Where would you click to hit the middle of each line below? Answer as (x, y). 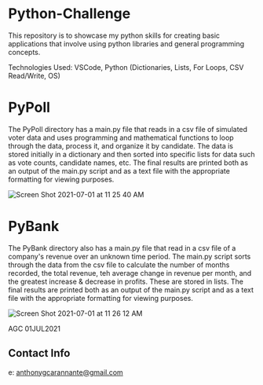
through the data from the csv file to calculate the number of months (119, 265)
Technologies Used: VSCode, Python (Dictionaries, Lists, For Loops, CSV (126, 67)
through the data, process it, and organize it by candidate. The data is (121, 145)
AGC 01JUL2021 (35, 328)
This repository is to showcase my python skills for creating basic (114, 35)
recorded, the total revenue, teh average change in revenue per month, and (130, 273)
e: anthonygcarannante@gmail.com (66, 372)
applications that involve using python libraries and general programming (126, 43)
